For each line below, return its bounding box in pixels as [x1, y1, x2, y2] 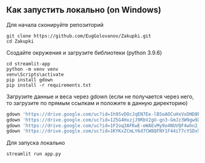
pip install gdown [6, 76, 53, 83]
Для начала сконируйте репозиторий [6, 21, 104, 28]
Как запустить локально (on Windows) [6, 5, 162, 15]
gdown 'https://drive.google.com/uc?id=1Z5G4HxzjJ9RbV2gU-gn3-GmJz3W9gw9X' [6, 117, 203, 123]
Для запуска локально [6, 139, 65, 147]
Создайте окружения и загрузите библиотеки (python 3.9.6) [6, 49, 162, 56]
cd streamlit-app [6, 60, 51, 67]
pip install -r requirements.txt [6, 82, 92, 88]
